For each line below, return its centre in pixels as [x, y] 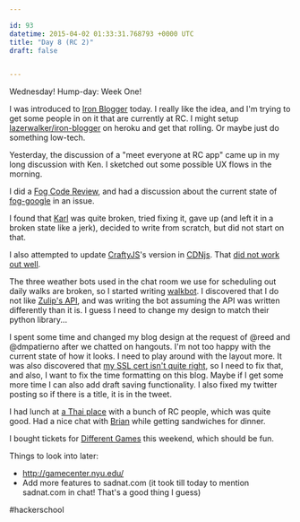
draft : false [34, 50]
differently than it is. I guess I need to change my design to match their [139, 310]
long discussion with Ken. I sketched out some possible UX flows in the [141, 165]
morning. [26, 174]
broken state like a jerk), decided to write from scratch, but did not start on [147, 228]
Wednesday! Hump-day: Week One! [75, 91]
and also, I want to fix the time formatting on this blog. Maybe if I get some [146, 375]
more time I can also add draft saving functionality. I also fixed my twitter [143, 385]
